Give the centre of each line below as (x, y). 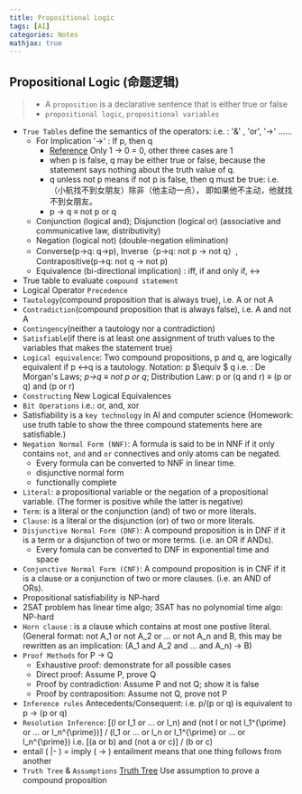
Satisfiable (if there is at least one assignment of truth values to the (148, 338)
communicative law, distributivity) (98, 231)
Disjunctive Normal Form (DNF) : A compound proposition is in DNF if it (154, 531)
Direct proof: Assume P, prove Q (96, 675)
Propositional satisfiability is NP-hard (91, 598)
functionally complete (76, 482)
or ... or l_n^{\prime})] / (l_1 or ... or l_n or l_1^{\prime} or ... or (134, 733)
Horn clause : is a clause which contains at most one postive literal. (147, 627)
